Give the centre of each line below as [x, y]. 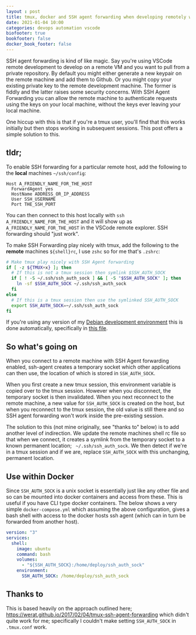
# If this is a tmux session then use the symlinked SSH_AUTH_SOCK [95, 300]
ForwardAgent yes [32, 189]
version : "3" [22, 533]
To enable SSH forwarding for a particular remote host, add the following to [97, 167]
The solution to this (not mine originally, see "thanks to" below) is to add [93, 427]
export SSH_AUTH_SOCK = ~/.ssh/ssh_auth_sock [65, 306]
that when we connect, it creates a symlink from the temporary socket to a [95, 440]
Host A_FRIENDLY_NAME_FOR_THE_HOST [49, 184]
